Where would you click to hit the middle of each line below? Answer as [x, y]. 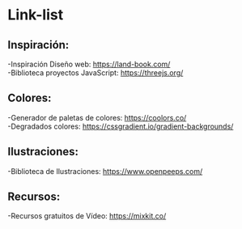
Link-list [36, 15]
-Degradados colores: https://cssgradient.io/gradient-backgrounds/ [121, 126]
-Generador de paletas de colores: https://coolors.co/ [97, 117]
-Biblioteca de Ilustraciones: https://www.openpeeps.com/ [105, 171]
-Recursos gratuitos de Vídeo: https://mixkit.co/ [87, 216]
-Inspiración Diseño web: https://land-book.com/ [89, 64]
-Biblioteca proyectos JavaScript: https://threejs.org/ [96, 73]
